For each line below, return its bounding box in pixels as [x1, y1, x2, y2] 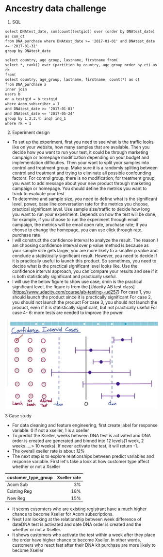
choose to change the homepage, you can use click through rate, [12, 227, 143, 233]
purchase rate [12, 232, 40, 238]
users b [5, 92, 21, 96]
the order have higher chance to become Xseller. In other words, [12, 537, 142, 543]
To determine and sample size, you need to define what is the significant [12, 196, 158, 202]
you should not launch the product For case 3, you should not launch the [12, 299, 158, 305]
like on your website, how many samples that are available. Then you [12, 144, 150, 150]
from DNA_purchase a [5, 82, 47, 87]
